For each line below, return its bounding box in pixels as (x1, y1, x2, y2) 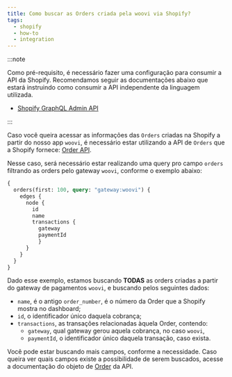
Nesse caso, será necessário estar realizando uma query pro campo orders (7, 159, 224, 167)
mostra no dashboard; (17, 305, 81, 313)
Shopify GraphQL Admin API (17, 104, 99, 112)
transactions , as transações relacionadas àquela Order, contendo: (17, 319, 208, 328)
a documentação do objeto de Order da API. (7, 362, 133, 371)
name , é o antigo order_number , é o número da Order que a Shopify (17, 297, 206, 305)
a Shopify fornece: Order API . (7, 146, 92, 154)
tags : (7, 17, 23, 24)
